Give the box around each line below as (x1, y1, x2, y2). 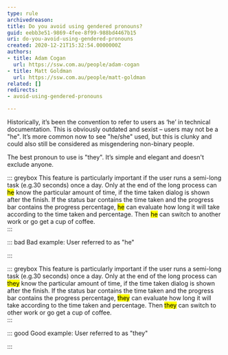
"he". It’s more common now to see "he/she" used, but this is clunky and (7, 133, 212, 141)
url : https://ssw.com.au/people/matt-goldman (13, 73, 146, 81)
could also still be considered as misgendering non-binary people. (7, 140, 194, 148)
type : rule (7, 10, 38, 17)
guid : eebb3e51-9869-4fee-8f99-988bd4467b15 (7, 29, 137, 36)
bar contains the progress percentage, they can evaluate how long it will (7, 294, 212, 302)
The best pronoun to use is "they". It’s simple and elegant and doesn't (7, 153, 205, 161)
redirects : (7, 87, 38, 93)
